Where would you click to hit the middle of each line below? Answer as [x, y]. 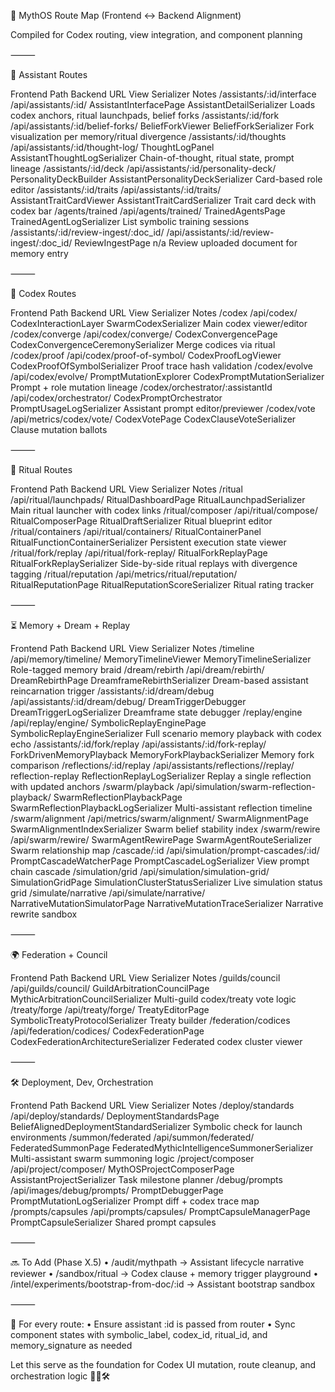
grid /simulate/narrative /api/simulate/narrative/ [108, 893]
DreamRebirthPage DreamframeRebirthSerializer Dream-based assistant [159, 680]
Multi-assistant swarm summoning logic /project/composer [132, 1158]
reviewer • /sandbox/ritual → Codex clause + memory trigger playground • [164, 1273]
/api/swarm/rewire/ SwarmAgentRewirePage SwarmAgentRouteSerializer [161, 839]
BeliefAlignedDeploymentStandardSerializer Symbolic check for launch [156, 1126]
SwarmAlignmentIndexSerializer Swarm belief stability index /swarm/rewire [165, 829]
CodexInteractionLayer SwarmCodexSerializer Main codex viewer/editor [159, 323]
